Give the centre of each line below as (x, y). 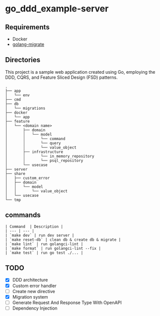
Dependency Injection (35, 308)
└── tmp (13, 200)
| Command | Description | (34, 227)
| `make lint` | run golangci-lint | (44, 244)
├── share (15, 173)
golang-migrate (28, 44)
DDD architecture (30, 280)
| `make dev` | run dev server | (40, 235)
